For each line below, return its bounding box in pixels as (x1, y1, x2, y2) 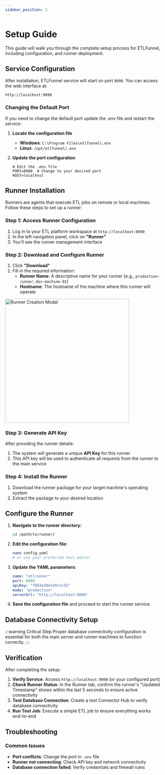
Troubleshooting (5, 727, 58, 736)
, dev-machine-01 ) (33, 278, 68, 284)
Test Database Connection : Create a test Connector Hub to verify (12, 697, 148, 704)
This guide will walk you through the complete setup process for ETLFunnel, (5, 45, 161, 51)
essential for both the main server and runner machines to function (5, 634, 142, 640)
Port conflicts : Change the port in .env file (12, 754, 100, 760)
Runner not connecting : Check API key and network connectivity (12, 759, 146, 765)
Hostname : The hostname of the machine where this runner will (19, 283, 151, 290)
